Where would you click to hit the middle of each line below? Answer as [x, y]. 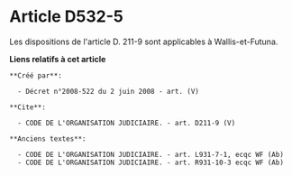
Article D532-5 [66, 17]
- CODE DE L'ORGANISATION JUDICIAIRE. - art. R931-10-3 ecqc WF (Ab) [151, 162]
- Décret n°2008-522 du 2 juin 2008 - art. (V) [109, 91]
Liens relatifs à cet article [58, 59]
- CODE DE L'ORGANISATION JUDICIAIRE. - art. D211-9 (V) [127, 123]
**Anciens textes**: [48, 139]
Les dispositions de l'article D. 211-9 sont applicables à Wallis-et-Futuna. [144, 42]
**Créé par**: [36, 75]
